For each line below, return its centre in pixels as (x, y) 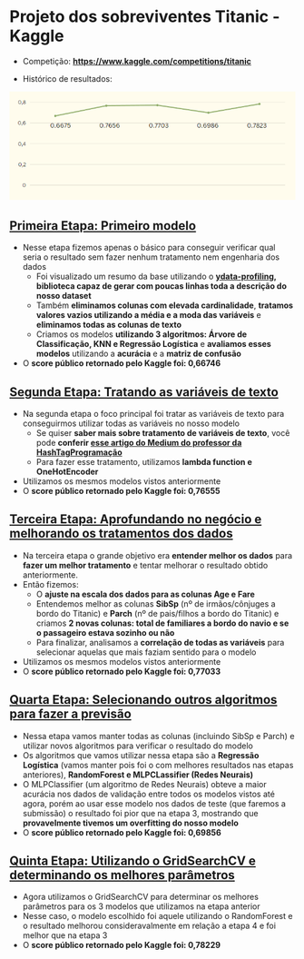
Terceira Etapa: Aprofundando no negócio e (136, 519)
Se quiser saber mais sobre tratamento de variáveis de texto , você (163, 433)
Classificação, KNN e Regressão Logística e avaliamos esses (154, 344)
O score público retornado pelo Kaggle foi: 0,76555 (121, 491)
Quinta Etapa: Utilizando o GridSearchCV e (132, 861)
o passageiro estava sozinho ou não (105, 632)
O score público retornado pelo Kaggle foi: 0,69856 (122, 832)
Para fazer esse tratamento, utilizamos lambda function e (144, 462)
